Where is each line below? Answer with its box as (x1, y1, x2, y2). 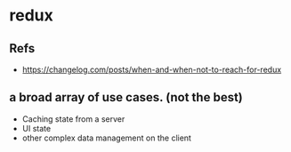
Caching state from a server (21, 113, 125, 124)
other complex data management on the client (21, 132, 191, 143)
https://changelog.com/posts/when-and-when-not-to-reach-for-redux (21, 64, 282, 75)
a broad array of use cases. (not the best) (9, 90, 243, 105)
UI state (21, 123, 52, 133)
